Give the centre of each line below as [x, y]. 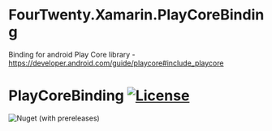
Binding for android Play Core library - [72, 54]
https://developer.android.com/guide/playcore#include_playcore [116, 63]
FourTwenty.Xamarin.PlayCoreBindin [136, 15]
